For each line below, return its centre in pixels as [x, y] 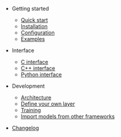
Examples [33, 39]
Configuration [38, 33]
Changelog [25, 128]
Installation [34, 26]
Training [31, 110]
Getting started [30, 9]
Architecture [36, 98]
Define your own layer [48, 104]
